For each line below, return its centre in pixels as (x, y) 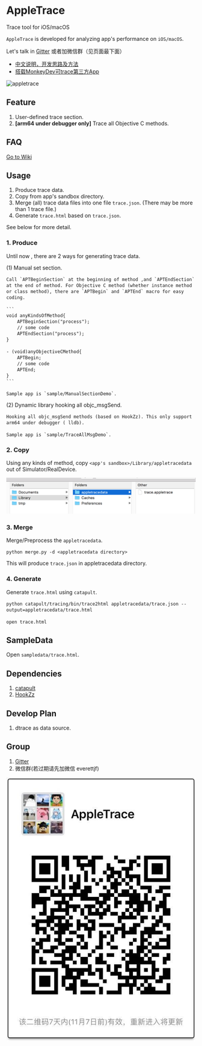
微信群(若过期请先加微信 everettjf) (57, 768)
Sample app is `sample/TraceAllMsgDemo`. (59, 435)
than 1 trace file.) (36, 209)
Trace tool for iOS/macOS (38, 27)
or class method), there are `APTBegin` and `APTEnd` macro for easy (95, 291)
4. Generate (24, 579)
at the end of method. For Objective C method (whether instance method (99, 285)
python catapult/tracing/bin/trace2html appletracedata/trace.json (93, 604)
